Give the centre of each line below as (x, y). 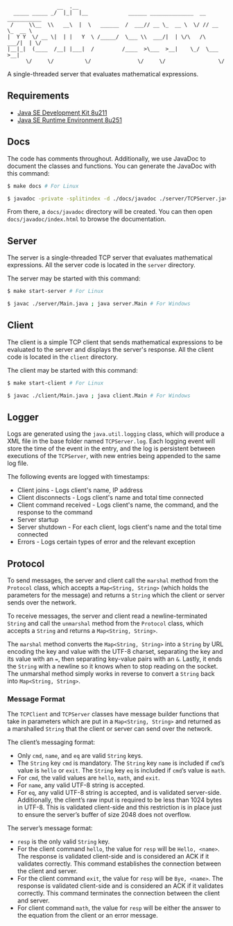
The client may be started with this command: (72, 370)
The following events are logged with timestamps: (78, 477)
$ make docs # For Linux (43, 186)
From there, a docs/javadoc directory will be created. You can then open (110, 212)
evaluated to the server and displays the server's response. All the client (110, 349)
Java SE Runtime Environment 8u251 (70, 120)
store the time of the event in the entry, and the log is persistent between (111, 448)
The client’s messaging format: (51, 742)
